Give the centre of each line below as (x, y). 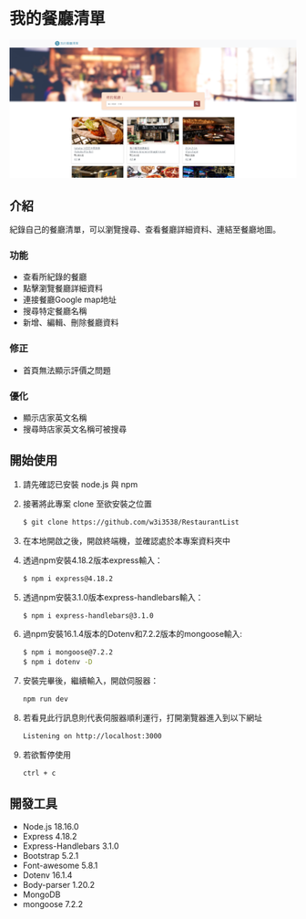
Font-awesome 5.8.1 (60, 865)
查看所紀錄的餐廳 (55, 277)
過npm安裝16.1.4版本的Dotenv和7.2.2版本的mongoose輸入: (133, 634)
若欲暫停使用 (46, 755)
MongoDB (41, 894)
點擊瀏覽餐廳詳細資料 (62, 288)
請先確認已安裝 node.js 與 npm (80, 484)
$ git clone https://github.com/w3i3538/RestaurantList (131, 522)
